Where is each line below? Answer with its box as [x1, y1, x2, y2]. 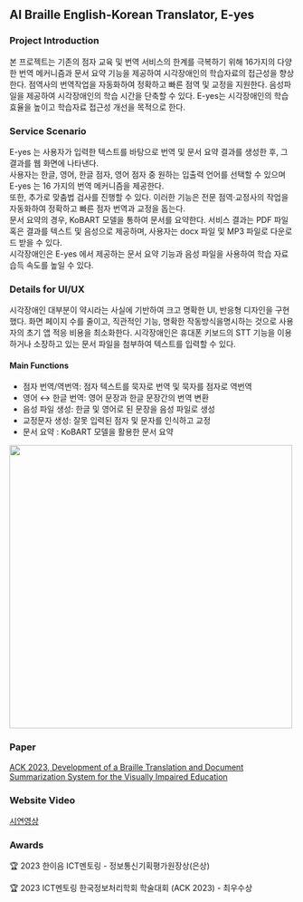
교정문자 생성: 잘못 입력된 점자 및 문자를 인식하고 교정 [22, 415, 211, 426]
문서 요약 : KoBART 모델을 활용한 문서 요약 [22, 426, 174, 438]
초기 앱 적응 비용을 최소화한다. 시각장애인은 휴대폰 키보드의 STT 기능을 [25, 327, 276, 338]
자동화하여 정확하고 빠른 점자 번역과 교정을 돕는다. [9, 203, 186, 214]
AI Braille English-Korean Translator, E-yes [9, 7, 255, 23]
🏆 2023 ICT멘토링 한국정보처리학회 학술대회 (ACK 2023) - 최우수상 [9, 883, 253, 894]
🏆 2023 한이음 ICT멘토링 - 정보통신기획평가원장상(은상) [9, 860, 211, 871]
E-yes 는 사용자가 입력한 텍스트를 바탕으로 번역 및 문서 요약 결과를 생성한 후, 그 [9, 146, 289, 157]
